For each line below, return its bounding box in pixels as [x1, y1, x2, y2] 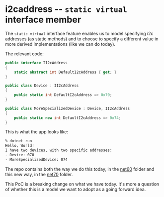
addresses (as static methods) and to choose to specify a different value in [5, 36, 159, 42]
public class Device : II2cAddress [5, 83, 79, 88]
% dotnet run [5, 138, 32, 144]
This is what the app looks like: [5, 129, 69, 135]
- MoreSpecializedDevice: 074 [5, 157, 68, 162]
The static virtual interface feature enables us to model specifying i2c [5, 30, 154, 36]
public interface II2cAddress [5, 60, 68, 65]
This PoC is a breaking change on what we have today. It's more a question [5, 181, 160, 187]
